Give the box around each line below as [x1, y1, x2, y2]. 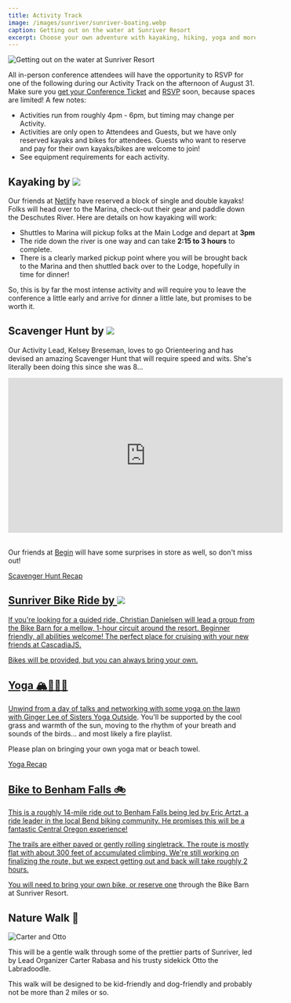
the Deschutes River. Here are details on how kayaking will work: [8, 213, 217, 223]
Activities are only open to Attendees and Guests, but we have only [19, 127, 237, 137]
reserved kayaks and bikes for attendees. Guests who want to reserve [19, 135, 246, 146]
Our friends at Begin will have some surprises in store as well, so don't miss [8, 548, 253, 557]
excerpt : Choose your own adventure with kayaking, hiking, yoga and [8, 33, 241, 42]
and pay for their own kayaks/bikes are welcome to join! [19, 144, 201, 153]
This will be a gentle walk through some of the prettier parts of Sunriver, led [8, 947, 253, 957]
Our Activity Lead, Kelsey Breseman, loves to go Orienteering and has [8, 345, 234, 355]
